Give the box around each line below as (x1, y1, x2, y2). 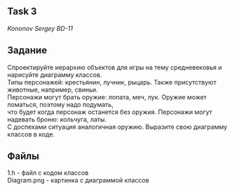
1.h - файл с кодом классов (7, 169, 89, 177)
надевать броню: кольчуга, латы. (7, 115, 107, 123)
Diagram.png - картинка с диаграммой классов (7, 176, 149, 185)
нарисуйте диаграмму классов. (7, 70, 102, 79)
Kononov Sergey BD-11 (7, 24, 74, 32)
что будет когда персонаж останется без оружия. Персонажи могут (7, 108, 212, 116)
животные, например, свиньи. (7, 85, 98, 94)
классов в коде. (7, 129, 55, 139)
